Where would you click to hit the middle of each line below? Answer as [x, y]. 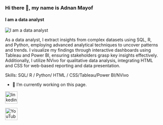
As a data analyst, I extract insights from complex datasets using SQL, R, [79, 40]
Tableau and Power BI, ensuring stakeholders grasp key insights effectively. [81, 55]
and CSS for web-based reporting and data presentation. [63, 66]
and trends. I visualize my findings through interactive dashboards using [78, 50]
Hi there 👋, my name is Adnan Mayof [49, 8]
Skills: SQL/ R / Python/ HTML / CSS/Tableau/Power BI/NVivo [67, 75]
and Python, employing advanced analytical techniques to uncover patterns [81, 45]
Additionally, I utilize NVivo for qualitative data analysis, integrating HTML [79, 61]
